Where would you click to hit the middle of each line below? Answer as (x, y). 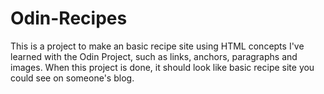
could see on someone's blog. (72, 78)
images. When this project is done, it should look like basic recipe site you (162, 67)
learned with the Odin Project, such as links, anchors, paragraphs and (154, 56)
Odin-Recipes (69, 18)
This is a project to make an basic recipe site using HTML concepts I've (157, 46)
